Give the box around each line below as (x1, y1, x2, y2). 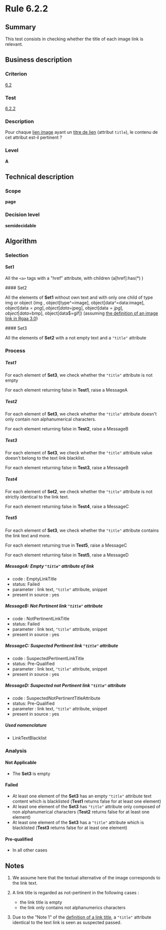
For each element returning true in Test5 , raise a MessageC (5, 542, 127, 548)
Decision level (5, 211, 40, 218)
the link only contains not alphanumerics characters (19, 905, 126, 911)
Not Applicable (5, 760, 37, 765)
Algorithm (5, 237, 37, 245)
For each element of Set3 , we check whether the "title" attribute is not (5, 372, 153, 378)
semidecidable (5, 222, 36, 229)
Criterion (5, 71, 27, 78)
